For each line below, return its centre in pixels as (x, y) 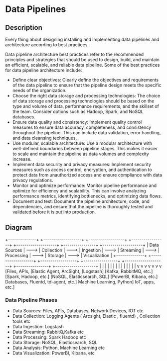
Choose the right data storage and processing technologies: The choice (86, 96)
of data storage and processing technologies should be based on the (83, 101)
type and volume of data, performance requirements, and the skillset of (86, 106)
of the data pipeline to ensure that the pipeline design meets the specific (87, 85)
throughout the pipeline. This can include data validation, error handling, (86, 133)
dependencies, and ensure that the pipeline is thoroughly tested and (83, 207)
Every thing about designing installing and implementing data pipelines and (82, 39)
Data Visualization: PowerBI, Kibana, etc (53, 353)
